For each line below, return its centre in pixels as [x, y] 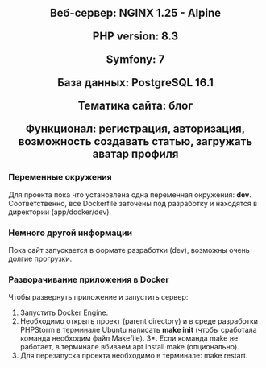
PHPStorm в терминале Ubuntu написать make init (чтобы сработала [138, 330]
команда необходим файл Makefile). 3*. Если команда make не [129, 338]
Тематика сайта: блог [135, 106]
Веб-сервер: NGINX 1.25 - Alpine [135, 13]
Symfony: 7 [135, 60]
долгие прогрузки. [40, 258]
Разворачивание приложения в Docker [89, 279]
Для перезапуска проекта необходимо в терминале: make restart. [134, 356]
